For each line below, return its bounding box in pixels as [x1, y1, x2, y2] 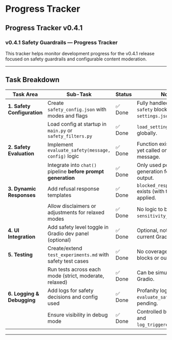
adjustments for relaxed [48, 208, 105, 216]
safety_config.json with [48, 105, 106, 113]
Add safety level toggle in [48, 223, 109, 230]
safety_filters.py [48, 133, 93, 139]
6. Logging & [8, 290, 39, 297]
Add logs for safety [48, 287, 94, 294]
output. [136, 174, 155, 181]
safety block [136, 105, 167, 113]
